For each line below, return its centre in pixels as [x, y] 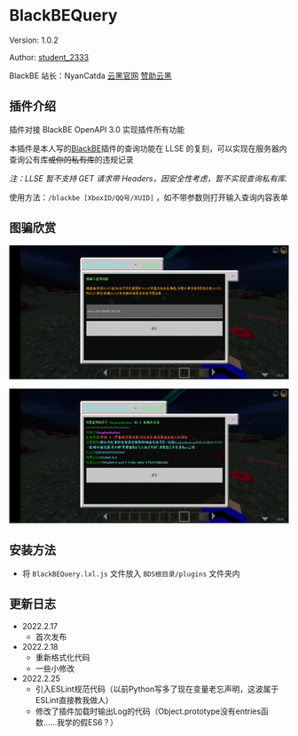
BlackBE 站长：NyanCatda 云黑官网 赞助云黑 [90, 76]
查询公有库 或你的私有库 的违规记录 [71, 159]
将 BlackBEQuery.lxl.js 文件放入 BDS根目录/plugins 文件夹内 [131, 573]
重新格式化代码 [63, 657]
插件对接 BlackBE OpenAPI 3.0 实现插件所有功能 [97, 129]
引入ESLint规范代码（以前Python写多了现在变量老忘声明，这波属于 [157, 689]
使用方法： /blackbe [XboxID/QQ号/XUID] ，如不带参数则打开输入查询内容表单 [149, 197]
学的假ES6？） [91, 722]
